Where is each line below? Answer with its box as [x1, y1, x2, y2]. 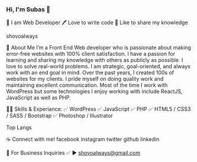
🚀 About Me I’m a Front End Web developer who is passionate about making [6, 44, 191, 51]
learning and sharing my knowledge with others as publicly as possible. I [6, 57, 183, 64]
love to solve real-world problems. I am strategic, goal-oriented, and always [6, 63, 190, 70]
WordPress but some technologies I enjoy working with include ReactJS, [6, 88, 183, 95]
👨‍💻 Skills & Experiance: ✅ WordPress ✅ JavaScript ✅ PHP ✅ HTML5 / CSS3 [6, 105, 191, 113]
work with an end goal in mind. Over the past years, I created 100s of [6, 69, 175, 76]
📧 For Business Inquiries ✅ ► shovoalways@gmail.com [6, 150, 141, 157]
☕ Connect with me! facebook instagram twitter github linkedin [6, 135, 160, 143]
